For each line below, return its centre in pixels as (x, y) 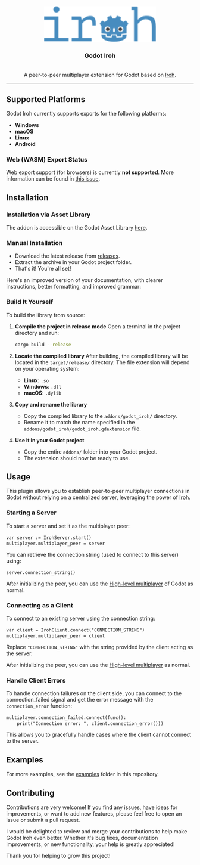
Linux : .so (36, 380)
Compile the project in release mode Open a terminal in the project (97, 326)
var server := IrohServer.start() (49, 537)
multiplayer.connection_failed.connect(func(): (66, 718)
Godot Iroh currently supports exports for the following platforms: (86, 114)
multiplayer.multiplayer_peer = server (56, 543)
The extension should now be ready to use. (77, 458)
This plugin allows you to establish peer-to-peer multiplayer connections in (98, 491)
